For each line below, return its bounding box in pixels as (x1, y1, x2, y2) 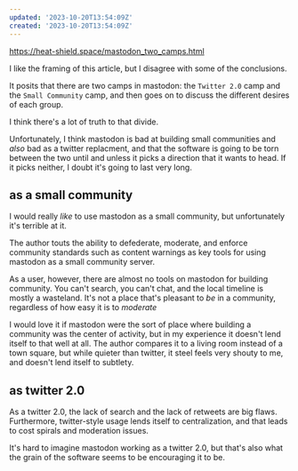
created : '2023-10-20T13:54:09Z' (9, 21, 133, 30)
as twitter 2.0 (9, 383, 85, 398)
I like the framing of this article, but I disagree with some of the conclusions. (9, 63, 287, 74)
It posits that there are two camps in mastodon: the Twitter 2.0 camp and (9, 80, 281, 91)
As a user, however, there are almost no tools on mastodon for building (9, 274, 269, 284)
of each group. (9, 99, 64, 109)
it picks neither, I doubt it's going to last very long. (9, 162, 193, 172)
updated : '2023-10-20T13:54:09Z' (9, 12, 133, 22)
